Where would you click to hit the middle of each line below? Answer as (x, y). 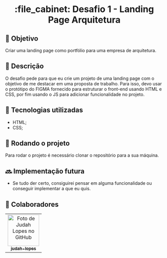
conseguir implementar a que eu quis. (52, 189)
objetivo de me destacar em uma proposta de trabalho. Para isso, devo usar (83, 83)
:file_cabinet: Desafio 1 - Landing (84, 9)
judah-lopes (24, 249)
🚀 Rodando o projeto (38, 143)
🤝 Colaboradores (32, 204)
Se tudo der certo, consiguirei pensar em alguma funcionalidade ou (82, 183)
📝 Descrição (25, 66)
